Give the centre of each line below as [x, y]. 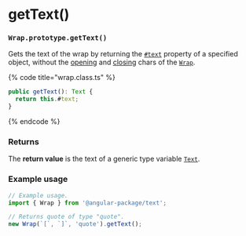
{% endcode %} [34, 122]
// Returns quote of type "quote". [66, 217]
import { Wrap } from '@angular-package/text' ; [88, 203]
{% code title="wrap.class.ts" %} [62, 78]
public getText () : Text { [50, 92]
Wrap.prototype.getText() [58, 38]
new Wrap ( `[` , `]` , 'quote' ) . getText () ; [75, 224]
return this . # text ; [47, 100]
